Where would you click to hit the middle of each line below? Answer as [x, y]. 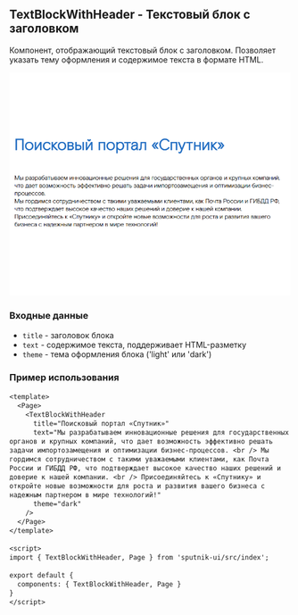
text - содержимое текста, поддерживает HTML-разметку [134, 345]
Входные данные [49, 316]
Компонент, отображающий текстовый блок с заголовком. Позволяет [143, 50]
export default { [41, 575]
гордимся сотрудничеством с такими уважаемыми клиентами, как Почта [139, 459]
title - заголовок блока [68, 335]
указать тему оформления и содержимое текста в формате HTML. [137, 59]
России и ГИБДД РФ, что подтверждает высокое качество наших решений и [145, 468]
